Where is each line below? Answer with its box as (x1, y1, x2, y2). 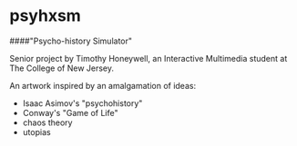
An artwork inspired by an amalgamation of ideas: (9, 80, 197, 91)
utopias (22, 126, 52, 137)
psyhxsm (9, 5, 82, 26)
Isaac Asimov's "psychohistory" (22, 97, 143, 109)
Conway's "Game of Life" (22, 107, 118, 118)
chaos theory (22, 117, 73, 128)
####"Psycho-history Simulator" (9, 35, 133, 46)
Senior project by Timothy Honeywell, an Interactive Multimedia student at (9, 53, 288, 63)
